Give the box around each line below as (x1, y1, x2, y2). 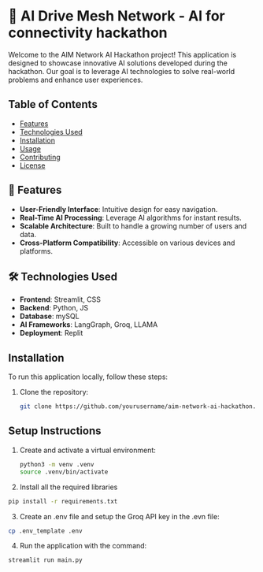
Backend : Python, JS (19, 303, 89, 313)
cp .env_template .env (8, 527, 83, 535)
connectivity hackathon (8, 24, 168, 42)
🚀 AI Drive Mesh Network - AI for (8, 7, 226, 25)
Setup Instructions (8, 425, 102, 438)
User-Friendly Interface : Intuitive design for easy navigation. (19, 204, 218, 214)
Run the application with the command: (19, 541, 147, 551)
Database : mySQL (19, 311, 80, 321)
